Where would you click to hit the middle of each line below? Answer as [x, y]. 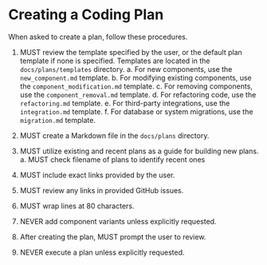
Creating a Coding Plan [86, 15]
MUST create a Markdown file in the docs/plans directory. [114, 135]
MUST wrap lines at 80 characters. [77, 206]
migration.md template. [57, 120]
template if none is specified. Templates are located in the [115, 61]
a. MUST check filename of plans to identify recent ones [112, 159]
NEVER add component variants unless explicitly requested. [118, 221]
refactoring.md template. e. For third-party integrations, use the [125, 103]
